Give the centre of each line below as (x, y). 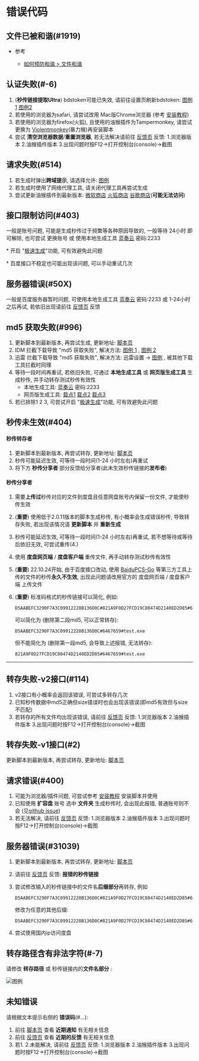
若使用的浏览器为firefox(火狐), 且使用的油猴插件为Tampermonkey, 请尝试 (103, 122)
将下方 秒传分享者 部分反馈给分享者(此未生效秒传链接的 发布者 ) (91, 468)
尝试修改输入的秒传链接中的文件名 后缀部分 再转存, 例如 (81, 887)
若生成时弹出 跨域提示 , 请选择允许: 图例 (62, 180)
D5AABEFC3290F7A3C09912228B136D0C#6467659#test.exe (80, 631)
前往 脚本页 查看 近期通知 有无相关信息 (62, 1030)
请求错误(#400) (35, 780)
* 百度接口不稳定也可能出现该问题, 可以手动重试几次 (69, 263)
